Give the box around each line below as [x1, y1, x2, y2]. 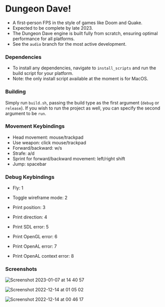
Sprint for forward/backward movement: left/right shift [12, 155, 125, 161]
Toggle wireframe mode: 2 [12, 194, 68, 201]
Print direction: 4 [12, 214, 48, 220]
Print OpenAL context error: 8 [12, 253, 74, 259]
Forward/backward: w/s [12, 145, 62, 151]
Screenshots [5, 266, 37, 273]
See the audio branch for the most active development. [12, 41, 127, 47]
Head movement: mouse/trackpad [12, 134, 84, 140]
